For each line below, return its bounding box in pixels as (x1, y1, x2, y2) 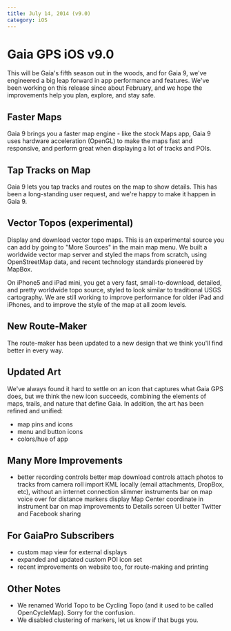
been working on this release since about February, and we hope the (7, 84, 203, 92)
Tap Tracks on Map (7, 164, 91, 176)
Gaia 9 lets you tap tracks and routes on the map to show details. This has (7, 182, 217, 191)
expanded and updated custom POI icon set (17, 556, 143, 564)
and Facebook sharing (17, 509, 81, 518)
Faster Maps (7, 111, 62, 123)
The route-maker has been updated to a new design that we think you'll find (7, 339, 223, 347)
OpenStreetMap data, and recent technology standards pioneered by (7, 257, 203, 266)
